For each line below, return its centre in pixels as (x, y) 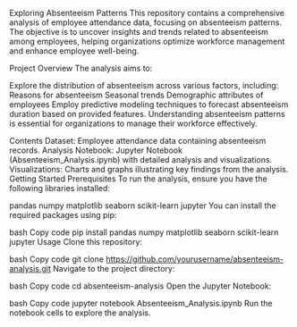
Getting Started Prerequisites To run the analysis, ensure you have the (138, 179)
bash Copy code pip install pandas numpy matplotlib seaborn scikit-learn (144, 232)
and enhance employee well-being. (74, 51)
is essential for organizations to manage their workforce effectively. (133, 123)
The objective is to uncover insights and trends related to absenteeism (139, 32)
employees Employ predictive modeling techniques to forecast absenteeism (149, 105)
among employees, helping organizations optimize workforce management (147, 41)
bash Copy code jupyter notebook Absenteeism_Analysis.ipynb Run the (141, 303)
